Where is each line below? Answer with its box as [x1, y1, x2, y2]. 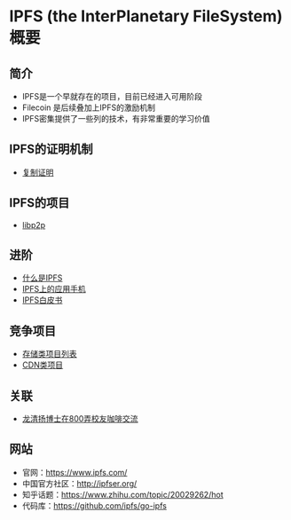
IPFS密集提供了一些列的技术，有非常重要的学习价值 [21, 114, 210, 123]
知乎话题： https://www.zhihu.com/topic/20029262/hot [21, 489, 224, 500]
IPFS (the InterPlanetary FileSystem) [9, 6, 283, 27]
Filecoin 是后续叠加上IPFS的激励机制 [21, 102, 155, 113]
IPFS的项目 [9, 195, 70, 210]
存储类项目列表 [21, 349, 77, 359]
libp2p [21, 219, 46, 230]
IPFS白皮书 [21, 295, 63, 305]
